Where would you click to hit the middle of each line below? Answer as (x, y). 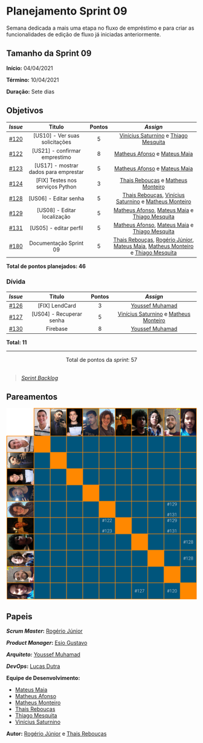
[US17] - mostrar (56, 165)
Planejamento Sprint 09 (67, 11)
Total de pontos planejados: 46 (46, 266)
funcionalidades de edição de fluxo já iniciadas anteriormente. (84, 34)
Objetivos (25, 111)
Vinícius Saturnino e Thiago (154, 136)
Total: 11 (17, 342)
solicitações (56, 142)
